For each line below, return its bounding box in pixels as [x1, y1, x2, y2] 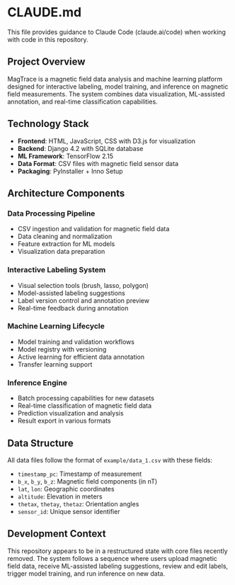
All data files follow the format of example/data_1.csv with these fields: [7, 455, 213, 464]
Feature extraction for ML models [17, 240, 115, 248]
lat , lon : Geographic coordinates [17, 484, 115, 493]
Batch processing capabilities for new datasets [17, 394, 154, 403]
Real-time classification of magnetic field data [17, 401, 152, 410]
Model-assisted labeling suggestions [17, 289, 125, 297]
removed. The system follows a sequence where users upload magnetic [7, 554, 218, 562]
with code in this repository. [7, 35, 88, 43]
